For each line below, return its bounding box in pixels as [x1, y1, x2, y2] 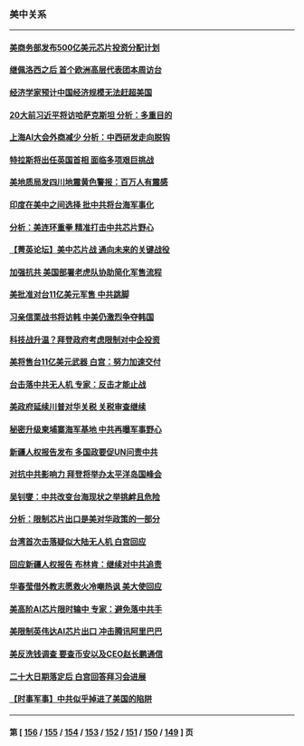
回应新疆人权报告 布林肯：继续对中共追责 [9, 558, 163, 569]
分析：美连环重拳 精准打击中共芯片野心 [9, 221, 155, 232]
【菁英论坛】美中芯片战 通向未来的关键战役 [9, 244, 170, 255]
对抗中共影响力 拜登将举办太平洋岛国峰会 [9, 469, 163, 480]
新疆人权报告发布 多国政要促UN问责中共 [9, 447, 158, 457]
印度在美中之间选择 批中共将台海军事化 [9, 200, 155, 211]
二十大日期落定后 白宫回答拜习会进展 [9, 671, 147, 682]
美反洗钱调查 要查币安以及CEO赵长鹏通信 [9, 648, 163, 659]
